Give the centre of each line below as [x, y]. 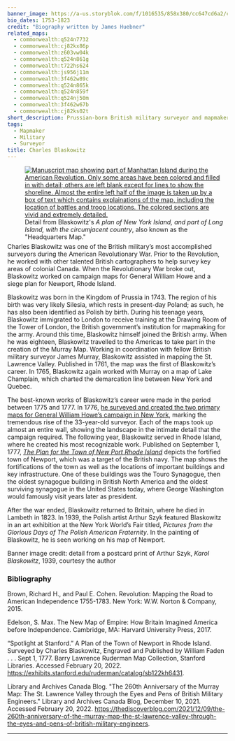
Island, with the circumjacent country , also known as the [106, 229]
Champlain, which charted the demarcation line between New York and [110, 379]
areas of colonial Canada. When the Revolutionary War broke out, [101, 269]
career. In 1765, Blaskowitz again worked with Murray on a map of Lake [109, 372]
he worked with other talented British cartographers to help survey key [109, 261]
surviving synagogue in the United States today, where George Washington [116, 489]
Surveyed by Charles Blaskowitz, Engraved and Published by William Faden [116, 651]
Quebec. [20, 386]
